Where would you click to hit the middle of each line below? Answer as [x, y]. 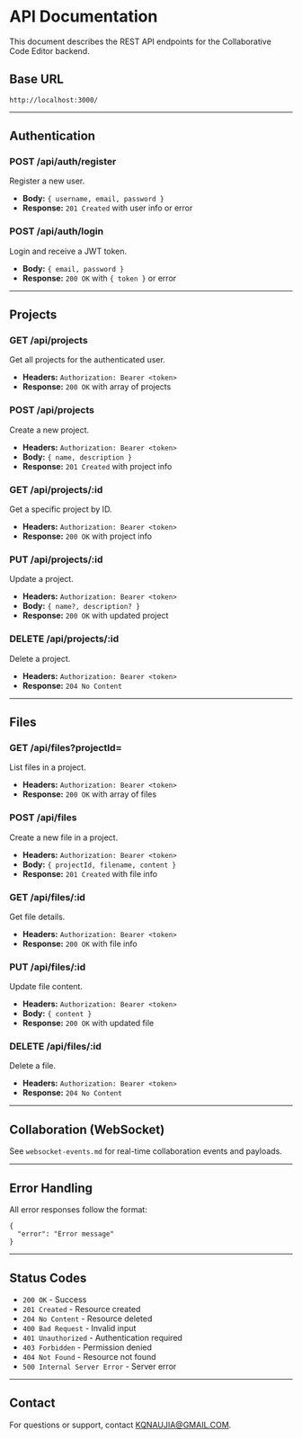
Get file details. [37, 916]
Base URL [37, 80]
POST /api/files [43, 818]
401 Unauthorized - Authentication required [102, 1337]
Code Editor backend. [49, 50]
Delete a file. [33, 1066]
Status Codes [48, 1278]
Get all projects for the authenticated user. [88, 360]
